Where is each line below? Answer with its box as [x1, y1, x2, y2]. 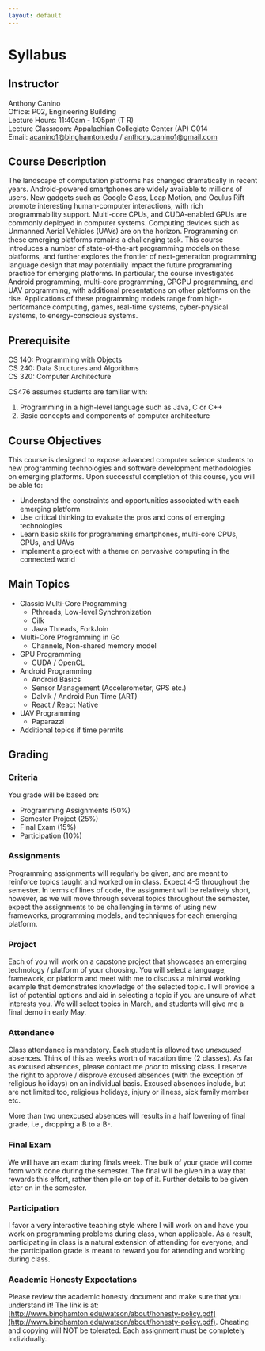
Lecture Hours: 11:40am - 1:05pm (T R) [8, 115, 134, 125]
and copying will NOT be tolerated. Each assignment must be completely [8, 1326, 245, 1335]
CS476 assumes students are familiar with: [8, 387, 148, 397]
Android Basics [31, 674, 81, 684]
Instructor [8, 77, 59, 91]
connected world [19, 555, 76, 564]
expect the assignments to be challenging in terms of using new [8, 902, 217, 912]
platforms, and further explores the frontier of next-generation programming [8, 251, 257, 262]
